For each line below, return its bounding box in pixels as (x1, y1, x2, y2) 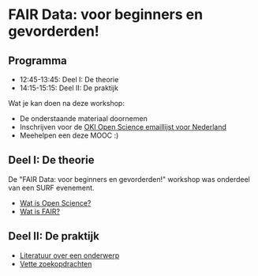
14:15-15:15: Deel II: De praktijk (19, 83, 118, 93)
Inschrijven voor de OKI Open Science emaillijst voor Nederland (19, 123, 227, 131)
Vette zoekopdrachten (19, 259, 92, 268)
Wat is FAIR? (19, 206, 61, 216)
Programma (8, 54, 67, 67)
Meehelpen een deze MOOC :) (19, 130, 119, 140)
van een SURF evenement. (8, 183, 95, 192)
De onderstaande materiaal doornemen (19, 114, 148, 123)
